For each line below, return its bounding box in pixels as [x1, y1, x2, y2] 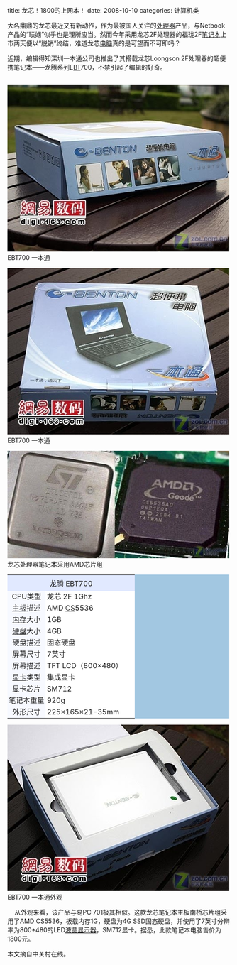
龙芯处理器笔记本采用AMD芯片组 [7, 560, 103, 568]
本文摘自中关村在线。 [7, 950, 70, 958]
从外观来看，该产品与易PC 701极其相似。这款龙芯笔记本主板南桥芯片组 [13, 908, 221, 916]
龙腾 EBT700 [49, 579, 93, 588]
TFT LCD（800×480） [47, 661, 123, 670]
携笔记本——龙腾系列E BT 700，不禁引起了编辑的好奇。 [7, 63, 167, 71]
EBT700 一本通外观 [7, 893, 63, 901]
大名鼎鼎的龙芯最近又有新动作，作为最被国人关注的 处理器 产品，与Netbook [7, 21, 226, 30]
